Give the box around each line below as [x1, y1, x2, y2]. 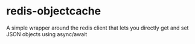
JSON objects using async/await [6, 30, 88, 37]
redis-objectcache [6, 4, 101, 18]
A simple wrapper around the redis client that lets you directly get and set [6, 24, 189, 31]
